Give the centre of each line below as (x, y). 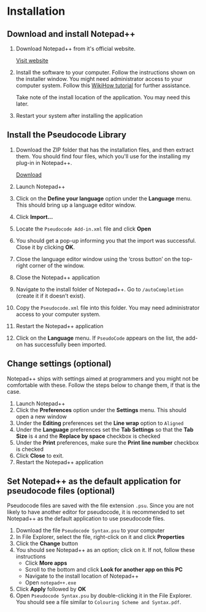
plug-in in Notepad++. (44, 163)
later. (22, 104)
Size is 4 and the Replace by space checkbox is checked (88, 436)
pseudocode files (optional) (61, 491)
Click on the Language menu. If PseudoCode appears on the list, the (100, 338)
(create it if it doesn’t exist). (50, 296)
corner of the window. (57, 266)
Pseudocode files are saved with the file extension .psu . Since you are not (101, 506)
